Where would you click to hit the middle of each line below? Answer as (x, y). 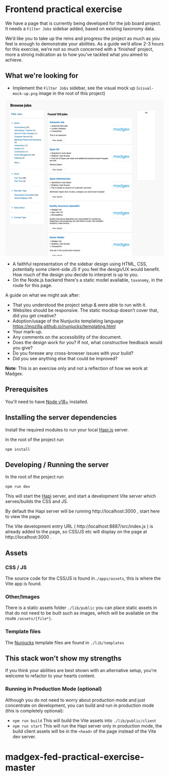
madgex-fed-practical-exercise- (75, 757)
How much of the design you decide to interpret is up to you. (75, 274)
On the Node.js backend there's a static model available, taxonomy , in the (88, 280)
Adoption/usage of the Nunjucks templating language (68, 321)
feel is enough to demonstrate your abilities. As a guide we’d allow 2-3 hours (84, 43)
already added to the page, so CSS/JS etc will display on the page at (76, 532)
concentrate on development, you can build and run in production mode (80, 705)
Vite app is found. (23, 584)
